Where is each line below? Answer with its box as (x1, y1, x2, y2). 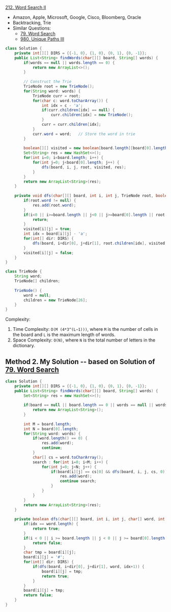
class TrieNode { (5, 269, 42, 274)
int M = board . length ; (23, 421, 72, 426)
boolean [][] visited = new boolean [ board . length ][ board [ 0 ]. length (23, 146, 167, 151)
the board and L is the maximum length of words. (12, 332, 116, 338)
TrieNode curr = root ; (32, 93, 81, 99)
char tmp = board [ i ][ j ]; (23, 550, 76, 555)
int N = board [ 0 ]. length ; (23, 426, 79, 432)
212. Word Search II (5, 5, 46, 10)
